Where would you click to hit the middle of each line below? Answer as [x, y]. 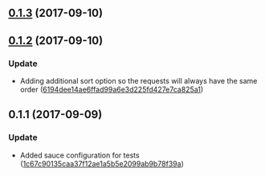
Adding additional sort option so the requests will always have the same [139, 81]
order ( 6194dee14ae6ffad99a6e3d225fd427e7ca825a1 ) [112, 90]
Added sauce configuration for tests [79, 155]
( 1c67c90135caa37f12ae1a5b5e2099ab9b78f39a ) [102, 163]
